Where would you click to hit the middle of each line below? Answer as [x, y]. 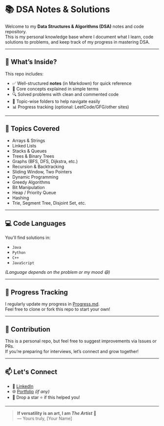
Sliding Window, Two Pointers [42, 171]
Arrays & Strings [29, 141]
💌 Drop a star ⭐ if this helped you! [46, 397]
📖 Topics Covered [32, 129]
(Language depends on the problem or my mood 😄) [58, 272]
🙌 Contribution [28, 329]
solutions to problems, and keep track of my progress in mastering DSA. [78, 42]
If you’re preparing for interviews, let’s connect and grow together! [72, 351]
